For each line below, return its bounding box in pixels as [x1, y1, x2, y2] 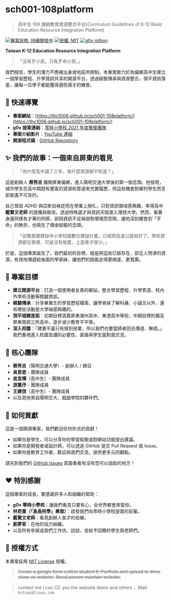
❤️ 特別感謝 [5, 476, 41, 485]
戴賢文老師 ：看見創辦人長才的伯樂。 [12, 514, 89, 520]
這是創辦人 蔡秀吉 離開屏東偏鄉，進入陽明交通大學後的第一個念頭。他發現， [5, 179, 164, 185]
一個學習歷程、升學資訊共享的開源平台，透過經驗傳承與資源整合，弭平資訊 [5, 75, 161, 81]
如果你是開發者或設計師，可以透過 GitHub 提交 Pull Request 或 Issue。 [12, 443, 160, 449]
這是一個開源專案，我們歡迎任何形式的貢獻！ [5, 425, 99, 431]
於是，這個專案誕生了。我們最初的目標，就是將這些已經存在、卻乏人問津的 [5, 250, 161, 256]
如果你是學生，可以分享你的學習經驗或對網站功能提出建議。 [12, 437, 138, 442]
